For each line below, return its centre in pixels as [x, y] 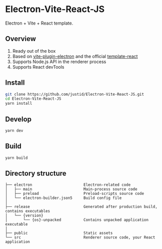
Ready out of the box [34, 51]
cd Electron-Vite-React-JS [33, 99]
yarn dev [14, 131]
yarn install [19, 104]
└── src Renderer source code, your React [80, 237]
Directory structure [36, 173]
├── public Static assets [59, 233]
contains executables [28, 211]
